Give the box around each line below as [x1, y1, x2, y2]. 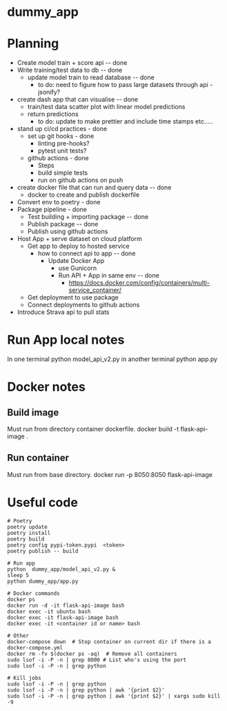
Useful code [7, 495, 78, 511]
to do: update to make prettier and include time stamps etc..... [37, 117, 213, 126]
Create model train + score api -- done [17, 59, 128, 67]
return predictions [27, 110, 79, 118]
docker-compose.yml [7, 644, 63, 651]
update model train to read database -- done [27, 73, 155, 81]
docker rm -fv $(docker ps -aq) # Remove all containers [7, 650, 177, 657]
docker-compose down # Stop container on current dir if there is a [7, 638, 212, 645]
